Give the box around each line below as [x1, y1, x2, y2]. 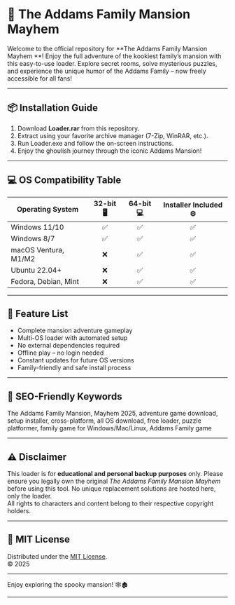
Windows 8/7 [10, 233, 55, 243]
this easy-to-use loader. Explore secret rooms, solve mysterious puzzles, [7, 59, 218, 67]
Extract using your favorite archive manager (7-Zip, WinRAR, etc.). [17, 131, 208, 140]
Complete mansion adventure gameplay [17, 326, 133, 335]
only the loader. [7, 492, 52, 500]
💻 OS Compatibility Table [7, 175, 122, 186]
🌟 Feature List [7, 308, 69, 320]
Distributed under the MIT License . [7, 552, 108, 560]
